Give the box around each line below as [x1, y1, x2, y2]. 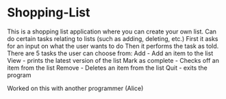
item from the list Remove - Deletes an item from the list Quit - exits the [7, 63, 208, 72]
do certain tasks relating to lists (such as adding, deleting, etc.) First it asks [7, 34, 218, 42]
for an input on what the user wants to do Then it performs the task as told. [7, 42, 219, 50]
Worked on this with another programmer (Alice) [7, 84, 144, 92]
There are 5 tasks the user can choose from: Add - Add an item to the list [7, 49, 214, 57]
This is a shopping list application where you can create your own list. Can [7, 27, 217, 36]
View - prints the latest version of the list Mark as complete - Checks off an [7, 56, 219, 64]
